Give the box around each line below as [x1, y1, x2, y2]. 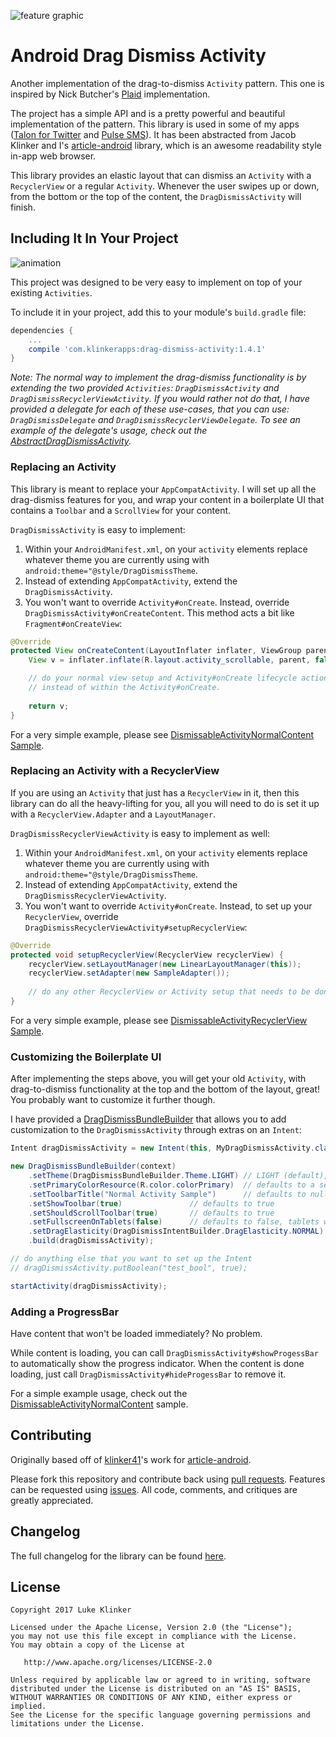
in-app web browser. [10, 150, 97, 162]
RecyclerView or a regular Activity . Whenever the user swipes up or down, [10, 180, 320, 192]
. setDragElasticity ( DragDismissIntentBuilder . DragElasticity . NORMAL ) [28, 1226, 325, 1237]
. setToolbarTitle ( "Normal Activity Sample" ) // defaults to [28, 1189, 307, 1199]
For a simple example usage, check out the [10, 1387, 188, 1399]
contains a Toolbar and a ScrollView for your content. [10, 504, 232, 516]
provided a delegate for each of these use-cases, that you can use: [10, 403, 290, 415]
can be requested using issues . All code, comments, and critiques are [10, 1483, 298, 1495]
